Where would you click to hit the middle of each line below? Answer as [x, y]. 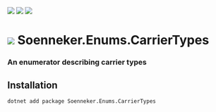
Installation [32, 85]
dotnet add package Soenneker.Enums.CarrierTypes [82, 101]
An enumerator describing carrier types [77, 62]
